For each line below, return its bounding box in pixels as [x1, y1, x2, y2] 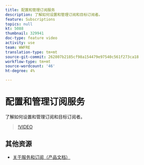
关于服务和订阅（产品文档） [12, 154, 71, 160]
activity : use [5, 40, 35, 45]
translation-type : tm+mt [5, 49, 58, 54]
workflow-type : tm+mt [5, 59, 51, 64]
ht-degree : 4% [5, 69, 35, 74]
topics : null [5, 21, 33, 27]
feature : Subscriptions [5, 17, 56, 22]
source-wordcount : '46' [5, 64, 56, 69]
